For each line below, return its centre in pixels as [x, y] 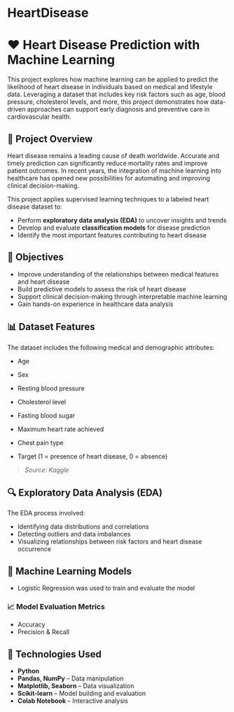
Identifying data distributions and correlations [83, 527]
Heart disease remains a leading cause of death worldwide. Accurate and [113, 155]
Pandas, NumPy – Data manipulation [70, 678]
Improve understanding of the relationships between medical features [118, 274]
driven [16, 110]
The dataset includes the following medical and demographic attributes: [111, 347]
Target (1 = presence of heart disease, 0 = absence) [92, 456]
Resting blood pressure [51, 388]
